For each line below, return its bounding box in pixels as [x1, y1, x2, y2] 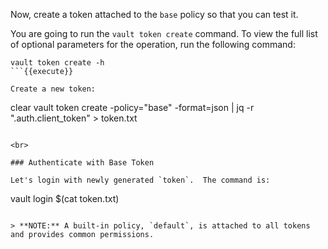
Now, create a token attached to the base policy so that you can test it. [10, 9, 299, 20]
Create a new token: [10, 84, 97, 94]
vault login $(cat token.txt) [10, 193, 120, 204]
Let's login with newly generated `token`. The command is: [10, 175, 271, 185]
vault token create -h [10, 58, 105, 68]
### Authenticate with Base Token [10, 158, 155, 168]
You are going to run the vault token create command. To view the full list [10, 28, 318, 39]
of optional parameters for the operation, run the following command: [10, 39, 296, 50]
